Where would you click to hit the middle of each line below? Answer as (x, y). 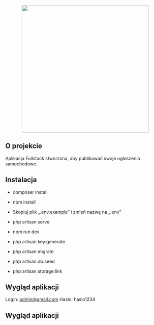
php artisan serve (31, 221)
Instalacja (21, 180)
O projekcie (24, 146)
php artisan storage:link (37, 271)
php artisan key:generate (39, 241)
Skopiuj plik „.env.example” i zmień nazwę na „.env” (67, 212)
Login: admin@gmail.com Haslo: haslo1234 (50, 299)
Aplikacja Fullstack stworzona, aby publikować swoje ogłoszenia (73, 158)
